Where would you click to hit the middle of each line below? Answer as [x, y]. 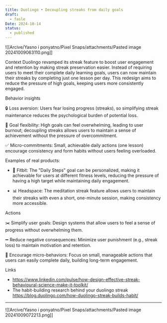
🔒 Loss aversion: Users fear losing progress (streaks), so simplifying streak [82, 108]
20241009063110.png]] [29, 52]
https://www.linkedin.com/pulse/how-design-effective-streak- [76, 279]
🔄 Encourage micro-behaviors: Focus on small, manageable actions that [79, 255]
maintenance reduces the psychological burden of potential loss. [72, 115]
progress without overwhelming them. [44, 230]
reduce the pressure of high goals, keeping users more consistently [75, 83]
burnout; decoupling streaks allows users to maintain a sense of [71, 130]
